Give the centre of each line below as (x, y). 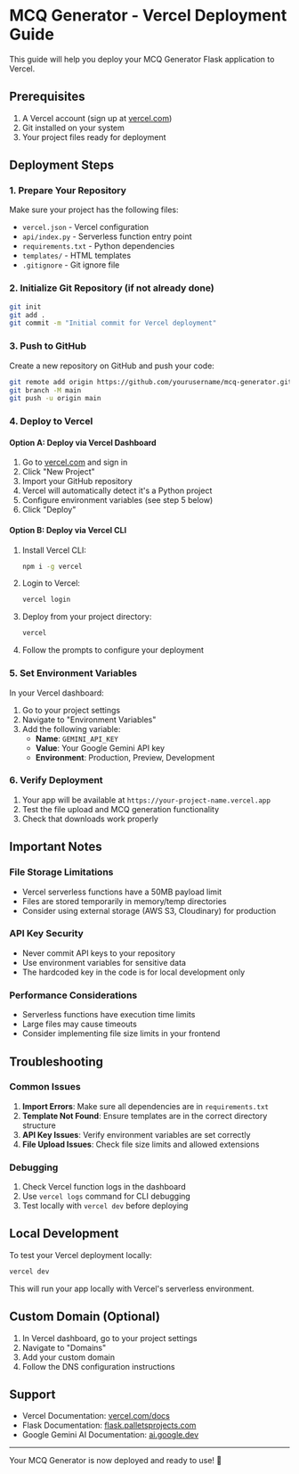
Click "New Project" (58, 472)
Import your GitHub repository (77, 482)
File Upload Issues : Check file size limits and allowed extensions (141, 1144)
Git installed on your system (73, 128)
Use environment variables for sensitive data (104, 962)
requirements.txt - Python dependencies (98, 246)
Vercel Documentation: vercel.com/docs (96, 1416)
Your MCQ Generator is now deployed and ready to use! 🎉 (116, 1461)
